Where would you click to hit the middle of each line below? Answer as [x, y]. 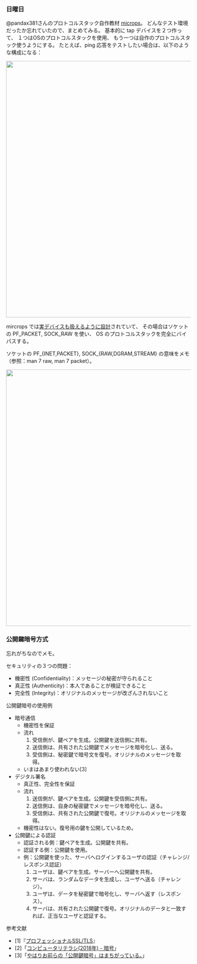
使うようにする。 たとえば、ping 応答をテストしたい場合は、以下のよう [103, 45]
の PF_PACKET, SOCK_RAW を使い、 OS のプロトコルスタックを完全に [91, 334]
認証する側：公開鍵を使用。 [57, 850]
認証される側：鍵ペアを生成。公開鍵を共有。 [77, 842]
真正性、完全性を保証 [49, 783]
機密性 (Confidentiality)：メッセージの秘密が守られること [84, 678]
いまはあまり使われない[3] [55, 769]
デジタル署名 [30, 776]
